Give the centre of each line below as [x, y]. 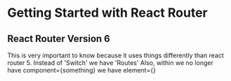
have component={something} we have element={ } [82, 70]
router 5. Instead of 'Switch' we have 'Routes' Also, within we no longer [111, 63]
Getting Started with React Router [108, 13]
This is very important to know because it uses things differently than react [116, 55]
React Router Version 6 [59, 39]
